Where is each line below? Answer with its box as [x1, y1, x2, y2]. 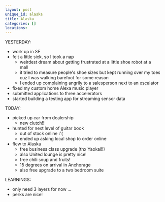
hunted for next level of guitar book [12, 125, 84, 131]
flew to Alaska [12, 141, 41, 147]
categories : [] [5, 21, 36, 26]
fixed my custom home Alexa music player [12, 85, 99, 91]
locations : [5, 26, 28, 31]
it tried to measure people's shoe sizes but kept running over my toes [19, 69, 161, 75]
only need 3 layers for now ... [12, 186, 72, 192]
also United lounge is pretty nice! [19, 151, 87, 158]
